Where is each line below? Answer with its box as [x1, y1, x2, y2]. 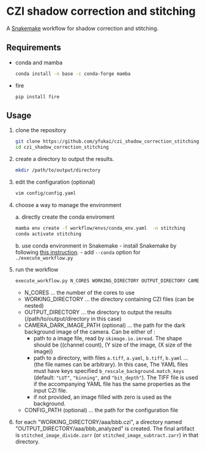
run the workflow [15, 265, 59, 273]
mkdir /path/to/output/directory [15, 167, 101, 173]
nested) [24, 302, 44, 309]
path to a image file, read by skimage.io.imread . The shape [33, 334, 182, 342]
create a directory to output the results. [15, 155, 114, 163]
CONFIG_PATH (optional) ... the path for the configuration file [24, 406, 179, 414]
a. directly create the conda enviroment [15, 213, 115, 221]
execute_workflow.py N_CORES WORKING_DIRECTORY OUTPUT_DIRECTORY [15, 278, 185, 284]
